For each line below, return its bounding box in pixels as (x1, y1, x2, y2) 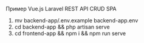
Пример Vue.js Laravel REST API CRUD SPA (5, 5, 117, 12)
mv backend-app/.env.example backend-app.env (14, 17, 139, 24)
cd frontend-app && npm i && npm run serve (14, 30, 126, 37)
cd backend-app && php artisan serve (14, 24, 110, 30)
